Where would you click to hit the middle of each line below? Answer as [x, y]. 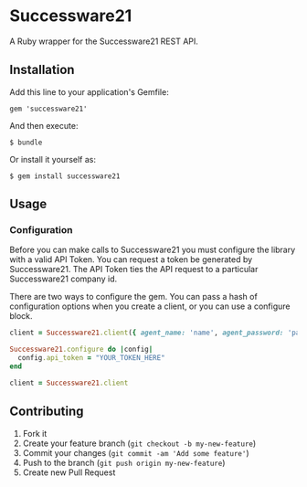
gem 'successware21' [49, 109]
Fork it [35, 433]
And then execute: [44, 125]
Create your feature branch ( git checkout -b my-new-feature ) [139, 443]
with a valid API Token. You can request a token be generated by [131, 259]
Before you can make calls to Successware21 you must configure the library [153, 250]
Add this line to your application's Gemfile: [89, 91]
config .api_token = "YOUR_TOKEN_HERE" [92, 358]
